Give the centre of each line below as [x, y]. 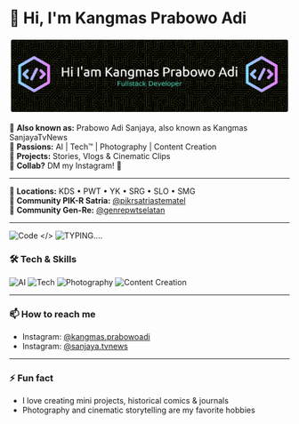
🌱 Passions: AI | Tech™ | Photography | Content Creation [113, 147]
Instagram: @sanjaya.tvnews [75, 346]
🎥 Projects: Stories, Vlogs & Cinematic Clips [90, 156]
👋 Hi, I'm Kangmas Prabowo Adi [128, 18]
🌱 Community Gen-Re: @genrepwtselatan [87, 210]
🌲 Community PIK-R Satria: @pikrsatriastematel [97, 201]
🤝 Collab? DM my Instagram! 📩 [66, 166]
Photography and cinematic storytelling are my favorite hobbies [138, 410]
